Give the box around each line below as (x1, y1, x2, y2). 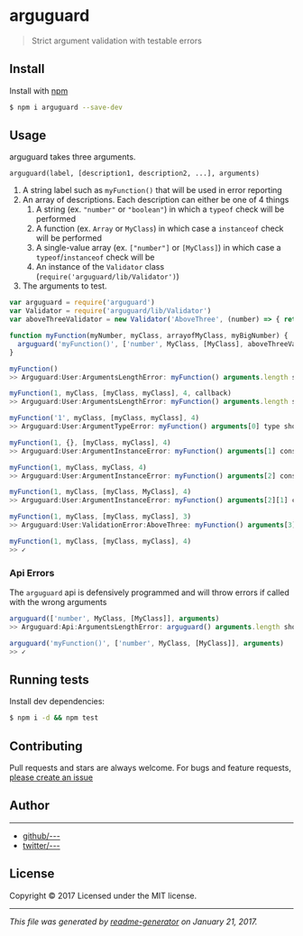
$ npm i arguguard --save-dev (9, 103, 124, 112)
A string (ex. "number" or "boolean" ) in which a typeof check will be (35, 204, 285, 215)
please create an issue (9, 772, 94, 783)
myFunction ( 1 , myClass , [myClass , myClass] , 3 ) (9, 512, 192, 521)
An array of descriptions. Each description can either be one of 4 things (22, 195, 289, 206)
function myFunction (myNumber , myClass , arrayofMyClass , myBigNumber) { (9, 331, 289, 341)
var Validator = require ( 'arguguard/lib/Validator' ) (9, 307, 212, 316)
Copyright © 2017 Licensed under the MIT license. (9, 890, 197, 901)
